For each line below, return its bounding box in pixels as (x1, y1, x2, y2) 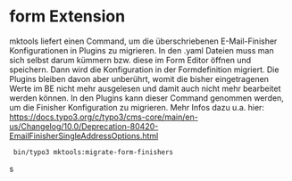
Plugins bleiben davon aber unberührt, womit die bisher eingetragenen (9, 73, 270, 84)
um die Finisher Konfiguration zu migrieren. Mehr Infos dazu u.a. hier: (9, 102, 265, 112)
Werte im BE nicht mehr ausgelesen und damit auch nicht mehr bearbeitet (9, 83, 281, 94)
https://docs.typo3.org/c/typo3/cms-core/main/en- (9, 111, 198, 122)
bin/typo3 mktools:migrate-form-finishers (13, 147, 174, 157)
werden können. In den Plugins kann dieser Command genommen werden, (9, 92, 284, 103)
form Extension (9, 6, 126, 27)
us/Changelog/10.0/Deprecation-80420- (9, 120, 159, 131)
